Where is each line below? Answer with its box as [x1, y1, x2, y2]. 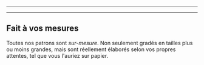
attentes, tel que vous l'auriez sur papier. [6, 52, 108, 59]
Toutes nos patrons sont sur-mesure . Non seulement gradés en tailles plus [6, 39, 193, 46]
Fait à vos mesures [6, 23, 79, 34]
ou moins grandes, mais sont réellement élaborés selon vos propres [6, 46, 176, 53]
